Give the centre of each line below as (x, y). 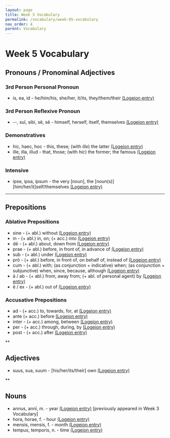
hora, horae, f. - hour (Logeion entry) (51, 419)
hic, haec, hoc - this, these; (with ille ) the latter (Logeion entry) (78, 146)
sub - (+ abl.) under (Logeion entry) (50, 254)
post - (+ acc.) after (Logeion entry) (50, 332)
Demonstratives (25, 135)
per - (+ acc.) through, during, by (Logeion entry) (64, 327)
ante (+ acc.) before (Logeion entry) (50, 316)
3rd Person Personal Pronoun (42, 87)
